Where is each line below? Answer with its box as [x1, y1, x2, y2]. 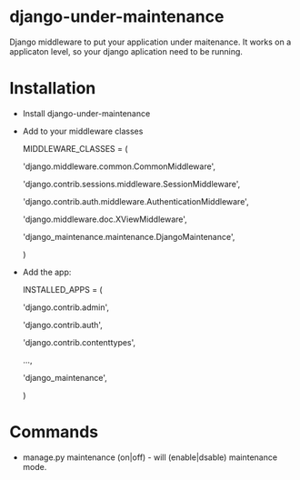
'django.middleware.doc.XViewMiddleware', [22, 214, 188, 225]
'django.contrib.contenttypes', [22, 336, 136, 347]
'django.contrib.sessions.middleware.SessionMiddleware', [22, 178, 241, 189]
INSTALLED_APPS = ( [22, 284, 103, 295]
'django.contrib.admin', [22, 302, 109, 313]
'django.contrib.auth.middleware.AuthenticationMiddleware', [22, 195, 249, 206]
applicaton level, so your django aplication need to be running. [9, 45, 244, 56]
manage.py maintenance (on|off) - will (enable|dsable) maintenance [22, 452, 278, 463]
